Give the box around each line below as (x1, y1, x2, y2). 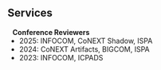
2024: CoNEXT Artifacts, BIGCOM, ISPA (18, 44, 151, 54)
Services (7, 6, 53, 20)
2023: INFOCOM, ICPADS (18, 52, 104, 62)
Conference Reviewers (12, 27, 90, 37)
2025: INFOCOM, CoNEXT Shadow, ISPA (18, 36, 153, 45)
